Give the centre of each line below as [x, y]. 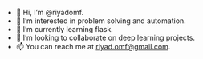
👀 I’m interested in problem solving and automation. [101, 21]
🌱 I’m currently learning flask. [65, 29]
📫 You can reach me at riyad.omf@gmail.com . [93, 47]
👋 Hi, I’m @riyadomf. [50, 12]
